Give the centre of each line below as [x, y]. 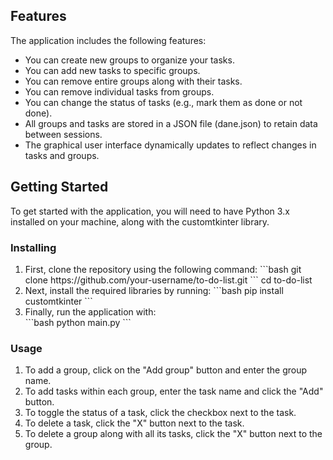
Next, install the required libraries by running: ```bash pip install [154, 290]
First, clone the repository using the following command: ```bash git [163, 269]
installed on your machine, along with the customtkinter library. [140, 221]
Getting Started [59, 187]
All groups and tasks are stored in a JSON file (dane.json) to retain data [171, 123]
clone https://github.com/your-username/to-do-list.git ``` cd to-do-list [168, 280]
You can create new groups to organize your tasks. [129, 60]
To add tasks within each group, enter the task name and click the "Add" [174, 391]
